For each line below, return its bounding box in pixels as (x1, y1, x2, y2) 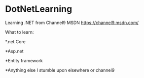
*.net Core (5, 38, 26, 45)
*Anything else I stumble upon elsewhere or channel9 (5, 67, 115, 73)
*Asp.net (5, 48, 24, 54)
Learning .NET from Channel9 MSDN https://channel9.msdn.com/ (5, 20, 139, 26)
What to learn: (5, 29, 34, 35)
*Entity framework (5, 57, 43, 63)
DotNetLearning (5, 3, 72, 15)
